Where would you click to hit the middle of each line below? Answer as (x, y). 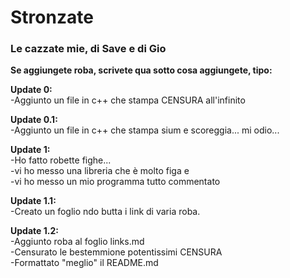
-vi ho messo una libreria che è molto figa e (100, 171)
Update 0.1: (34, 120)
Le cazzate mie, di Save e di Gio (88, 49)
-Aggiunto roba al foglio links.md (77, 242)
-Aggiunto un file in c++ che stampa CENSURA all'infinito (128, 100)
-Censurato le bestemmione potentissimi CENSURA (116, 252)
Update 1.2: (34, 231)
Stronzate (52, 17)
